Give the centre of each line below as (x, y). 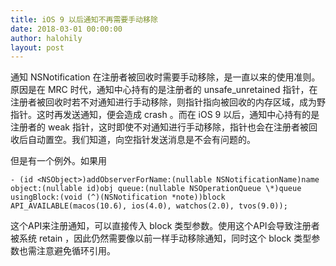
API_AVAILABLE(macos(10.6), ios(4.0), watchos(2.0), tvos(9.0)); (149, 206)
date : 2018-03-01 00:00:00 (66, 29)
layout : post (37, 47)
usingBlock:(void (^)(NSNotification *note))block (118, 197)
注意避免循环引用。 (76, 251)
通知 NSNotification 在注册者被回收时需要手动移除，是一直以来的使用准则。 (165, 77)
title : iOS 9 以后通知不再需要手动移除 (84, 19)
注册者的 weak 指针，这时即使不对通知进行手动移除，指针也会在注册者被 (159, 127)
